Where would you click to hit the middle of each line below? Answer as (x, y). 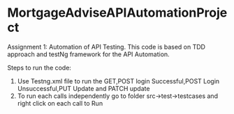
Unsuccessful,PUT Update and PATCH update (83, 88)
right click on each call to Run (60, 103)
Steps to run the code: (39, 67)
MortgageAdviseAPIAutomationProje (117, 13)
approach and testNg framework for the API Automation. (88, 54)
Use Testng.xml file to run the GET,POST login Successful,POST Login (118, 81)
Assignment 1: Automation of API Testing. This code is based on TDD (107, 47)
